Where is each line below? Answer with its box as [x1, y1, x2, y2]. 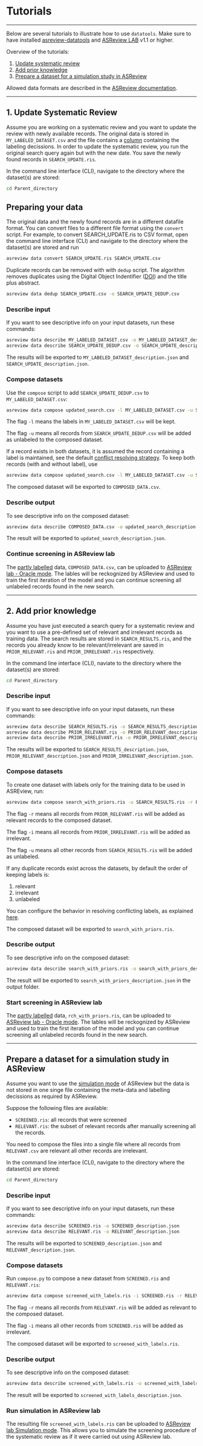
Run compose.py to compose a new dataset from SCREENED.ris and [6, 1275, 170, 1282]
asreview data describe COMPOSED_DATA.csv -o [6, 524, 123, 530]
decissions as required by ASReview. [6, 1093, 98, 1100]
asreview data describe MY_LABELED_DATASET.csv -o [6, 337, 137, 343]
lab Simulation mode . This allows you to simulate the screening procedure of [6, 1427, 197, 1434]
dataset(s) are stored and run [6, 244, 80, 251]
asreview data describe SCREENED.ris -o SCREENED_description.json [6, 1222, 180, 1229]
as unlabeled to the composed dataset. [6, 436, 104, 444]
